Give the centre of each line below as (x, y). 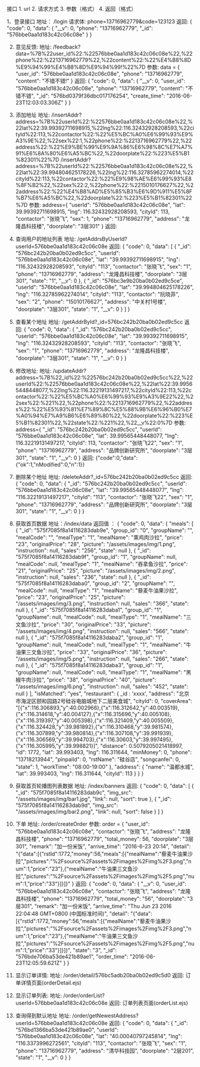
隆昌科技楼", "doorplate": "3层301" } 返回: (66, 226)
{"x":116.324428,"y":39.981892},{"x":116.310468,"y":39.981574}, (94, 727)
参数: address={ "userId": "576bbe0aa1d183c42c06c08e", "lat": (107, 205)
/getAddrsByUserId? (102, 239)
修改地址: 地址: (33, 371)
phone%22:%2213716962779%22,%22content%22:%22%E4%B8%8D (103, 60)
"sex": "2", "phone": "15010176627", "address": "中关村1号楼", (91, 302)
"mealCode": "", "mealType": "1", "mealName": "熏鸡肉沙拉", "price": (99, 537)
